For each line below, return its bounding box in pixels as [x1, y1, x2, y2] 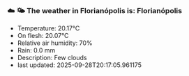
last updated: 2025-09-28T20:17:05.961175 [17, 61, 142, 69]
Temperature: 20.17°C [17, 24, 80, 32]
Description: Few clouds [17, 54, 87, 62]
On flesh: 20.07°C [17, 32, 69, 40]
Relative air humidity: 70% [17, 39, 93, 47]
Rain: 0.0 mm [17, 46, 56, 55]
